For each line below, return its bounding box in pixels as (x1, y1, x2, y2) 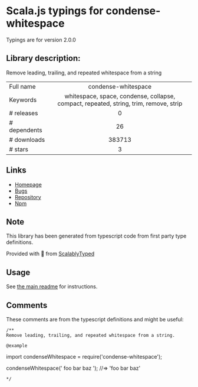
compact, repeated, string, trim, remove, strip (57, 99, 183, 108)
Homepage (14, 181, 42, 188)
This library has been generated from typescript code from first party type (6, 232, 187, 240)
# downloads (9, 135, 45, 144)
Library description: (6, 53, 81, 63)
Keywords (9, 96, 37, 104)
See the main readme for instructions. (6, 283, 98, 290)
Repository (14, 193, 41, 200)
